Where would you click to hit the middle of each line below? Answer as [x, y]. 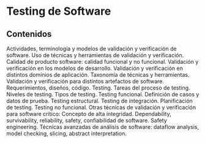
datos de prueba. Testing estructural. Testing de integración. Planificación [99, 101]
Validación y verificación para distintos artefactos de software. [85, 81]
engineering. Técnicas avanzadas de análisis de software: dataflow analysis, [103, 127]
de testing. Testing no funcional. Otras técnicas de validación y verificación [101, 107]
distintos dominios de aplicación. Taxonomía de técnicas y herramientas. [98, 75]
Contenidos [29, 34]
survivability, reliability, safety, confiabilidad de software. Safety [87, 120]
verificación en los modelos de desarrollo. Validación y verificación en [95, 68]
